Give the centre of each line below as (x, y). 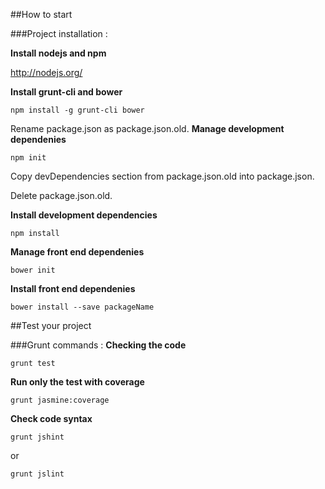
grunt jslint (37, 474)
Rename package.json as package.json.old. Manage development (147, 128)
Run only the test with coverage (77, 382)
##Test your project (51, 325)
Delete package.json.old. (61, 195)
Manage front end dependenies (77, 252)
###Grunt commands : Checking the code (98, 345)
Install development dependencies (84, 215)
